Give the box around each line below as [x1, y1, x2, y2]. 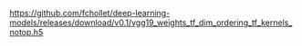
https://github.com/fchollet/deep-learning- [9, 8, 171, 18]
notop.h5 [9, 27, 44, 37]
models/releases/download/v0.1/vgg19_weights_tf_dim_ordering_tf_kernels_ [9, 17, 293, 28]
